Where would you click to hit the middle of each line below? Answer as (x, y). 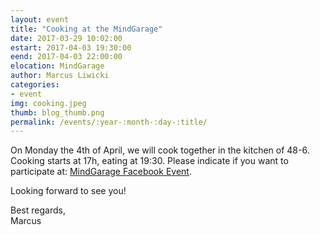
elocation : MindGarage (57, 66)
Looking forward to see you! (68, 191)
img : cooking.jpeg (48, 103)
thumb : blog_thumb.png (57, 112)
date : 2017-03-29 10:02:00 (66, 38)
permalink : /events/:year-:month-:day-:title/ (109, 122)
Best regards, (38, 210)
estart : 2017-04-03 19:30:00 (71, 47)
